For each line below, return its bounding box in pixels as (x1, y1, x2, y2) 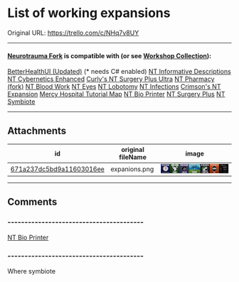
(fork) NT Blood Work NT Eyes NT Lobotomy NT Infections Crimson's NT (7, 82, 221, 91)
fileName (118, 153, 147, 161)
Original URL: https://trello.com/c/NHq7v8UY (7, 28, 139, 37)
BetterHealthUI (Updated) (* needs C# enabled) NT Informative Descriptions (7, 67, 231, 76)
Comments (7, 195, 58, 207)
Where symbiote (7, 267, 55, 276)
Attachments (7, 124, 67, 136)
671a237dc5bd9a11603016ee (10, 165, 105, 173)
